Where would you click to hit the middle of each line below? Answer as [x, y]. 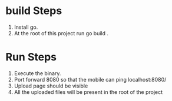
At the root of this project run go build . [61, 33]
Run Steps [31, 57]
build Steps [34, 11]
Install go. [26, 27]
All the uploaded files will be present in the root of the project [88, 92]
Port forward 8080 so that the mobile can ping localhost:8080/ [90, 79]
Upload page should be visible [51, 86]
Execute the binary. [37, 73]
